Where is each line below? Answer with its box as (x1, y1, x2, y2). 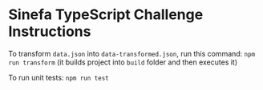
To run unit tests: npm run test (8, 72, 110, 82)
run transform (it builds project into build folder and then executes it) (8, 57, 238, 67)
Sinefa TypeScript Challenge (8, 6, 204, 24)
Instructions (8, 22, 91, 41)
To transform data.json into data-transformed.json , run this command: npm (8, 49, 256, 58)
